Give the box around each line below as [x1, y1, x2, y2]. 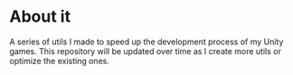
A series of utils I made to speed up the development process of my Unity [9, 36, 284, 47]
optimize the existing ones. [9, 55, 110, 66]
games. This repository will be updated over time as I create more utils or [9, 45, 282, 56]
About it [9, 6, 71, 27]
